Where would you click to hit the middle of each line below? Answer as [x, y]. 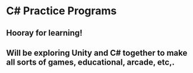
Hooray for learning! [44, 33]
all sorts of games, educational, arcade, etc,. [91, 62]
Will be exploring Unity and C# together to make [97, 53]
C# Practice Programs [61, 11]
